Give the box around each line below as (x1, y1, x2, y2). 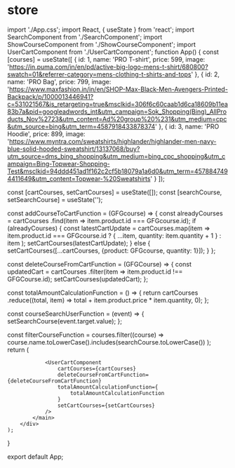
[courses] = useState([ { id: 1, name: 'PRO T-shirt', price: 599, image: (7, 55, 206, 63)
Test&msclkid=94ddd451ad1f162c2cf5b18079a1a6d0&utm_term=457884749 (7, 167, 228, 175)
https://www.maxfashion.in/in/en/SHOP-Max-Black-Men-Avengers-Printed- (9, 85, 228, 93)
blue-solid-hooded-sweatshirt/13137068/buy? (7, 145, 140, 153)
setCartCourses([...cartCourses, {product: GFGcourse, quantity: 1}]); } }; (7, 246, 216, 255)
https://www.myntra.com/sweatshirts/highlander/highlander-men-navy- (9, 137, 217, 145)
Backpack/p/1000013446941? (7, 92, 94, 100)
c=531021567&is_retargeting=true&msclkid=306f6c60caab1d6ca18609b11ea (7, 100, 228, 108)
